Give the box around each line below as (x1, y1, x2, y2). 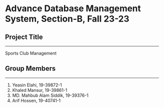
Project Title (5, 33, 43, 41)
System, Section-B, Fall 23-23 (5, 13, 129, 24)
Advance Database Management (5, 3, 141, 14)
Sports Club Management (5, 50, 57, 56)
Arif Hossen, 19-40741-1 (12, 97, 61, 103)
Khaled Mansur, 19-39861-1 (12, 87, 67, 93)
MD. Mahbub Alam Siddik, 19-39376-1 (12, 92, 89, 98)
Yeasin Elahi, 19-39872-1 (12, 82, 62, 88)
